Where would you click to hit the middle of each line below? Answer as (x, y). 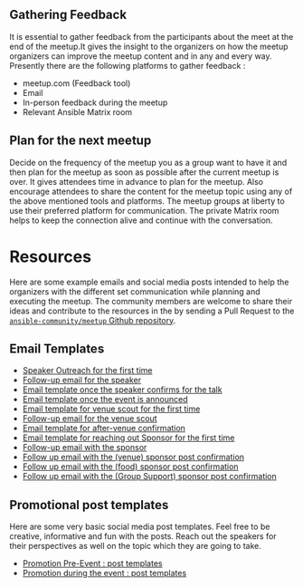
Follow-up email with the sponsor (85, 447)
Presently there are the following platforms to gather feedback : (128, 65)
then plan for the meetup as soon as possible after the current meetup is (144, 172)
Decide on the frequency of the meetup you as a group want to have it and (148, 162)
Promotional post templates (89, 505)
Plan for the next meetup (80, 141)
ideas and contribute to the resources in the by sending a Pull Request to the (152, 311)
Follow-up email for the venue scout (90, 419)
